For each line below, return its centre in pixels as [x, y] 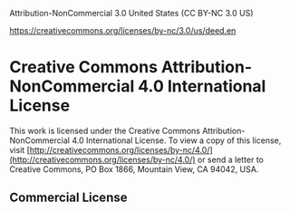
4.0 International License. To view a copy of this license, [177, 140]
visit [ [19, 149]
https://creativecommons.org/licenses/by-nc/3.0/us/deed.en [123, 30]
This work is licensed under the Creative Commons [105, 130]
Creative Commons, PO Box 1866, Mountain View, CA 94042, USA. [134, 169]
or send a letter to [231, 159]
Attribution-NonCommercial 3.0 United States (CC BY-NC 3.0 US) [131, 13]
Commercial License [68, 198]
